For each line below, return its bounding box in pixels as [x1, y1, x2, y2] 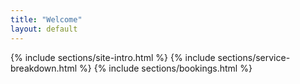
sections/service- [217, 51, 291, 63]
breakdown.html [10, 62, 78, 74]
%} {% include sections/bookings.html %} [79, 62, 253, 74]
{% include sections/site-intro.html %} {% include [10, 51, 216, 63]
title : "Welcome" [10, 14, 83, 25]
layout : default [10, 24, 78, 34]
